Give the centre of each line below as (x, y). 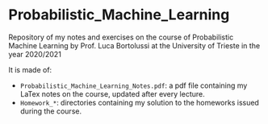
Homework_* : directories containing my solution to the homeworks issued (140, 102)
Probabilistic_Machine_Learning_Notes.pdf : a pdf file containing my (134, 85)
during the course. (51, 111)
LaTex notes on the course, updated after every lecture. (112, 93)
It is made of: (30, 69)
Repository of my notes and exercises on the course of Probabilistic (121, 37)
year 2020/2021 (35, 54)
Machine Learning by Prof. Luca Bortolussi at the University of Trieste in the (134, 45)
